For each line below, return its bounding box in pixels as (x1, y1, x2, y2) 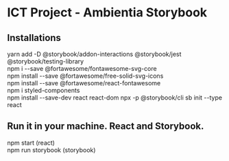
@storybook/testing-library (7, 57, 84, 65)
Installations (7, 32, 62, 44)
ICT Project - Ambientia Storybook (7, 5, 208, 20)
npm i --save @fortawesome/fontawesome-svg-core (7, 65, 157, 72)
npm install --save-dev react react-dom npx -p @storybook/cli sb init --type (7, 93, 223, 102)
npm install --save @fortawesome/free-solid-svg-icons (7, 72, 164, 80)
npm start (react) (7, 138, 55, 147)
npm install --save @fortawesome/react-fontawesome (7, 79, 161, 87)
